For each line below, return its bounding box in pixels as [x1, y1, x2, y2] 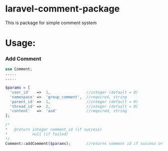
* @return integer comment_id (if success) [5, 127, 102, 132]
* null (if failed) [5, 131, 69, 136]
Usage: [5, 37, 36, 49]
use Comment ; [5, 66, 33, 72]
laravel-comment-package [5, 3, 120, 15]
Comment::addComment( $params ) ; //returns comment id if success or [5, 141, 163, 146]
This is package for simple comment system [5, 20, 97, 26]
